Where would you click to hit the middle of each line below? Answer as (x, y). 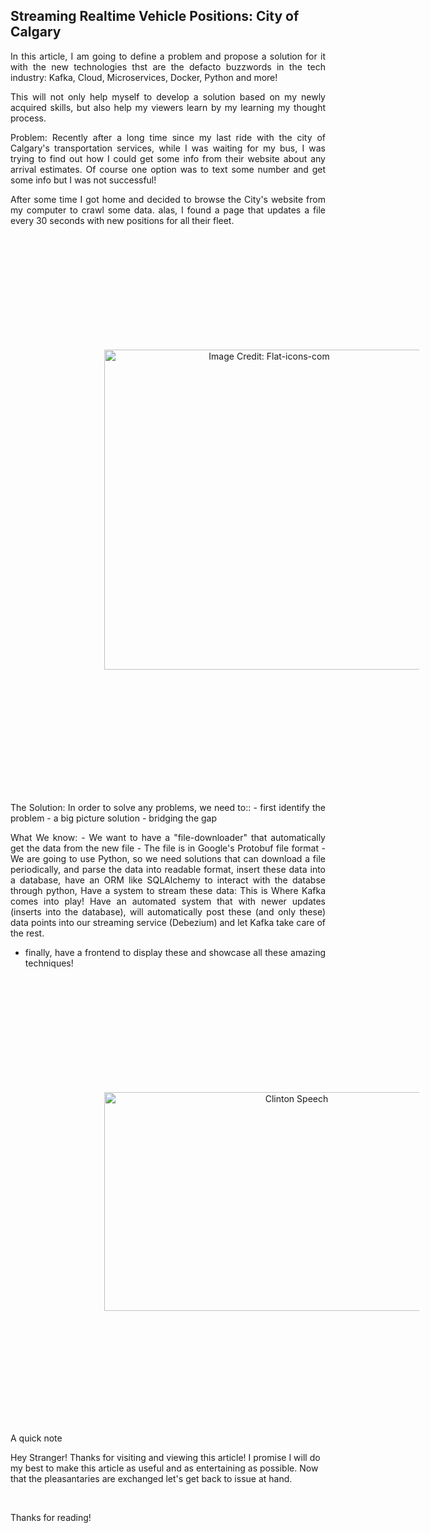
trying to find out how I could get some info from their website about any (168, 158)
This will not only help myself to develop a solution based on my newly (168, 96)
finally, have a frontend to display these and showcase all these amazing (175, 952)
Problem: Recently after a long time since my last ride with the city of (168, 137)
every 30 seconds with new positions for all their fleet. (122, 220)
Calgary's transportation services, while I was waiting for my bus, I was (168, 148)
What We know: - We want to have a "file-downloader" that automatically (168, 837)
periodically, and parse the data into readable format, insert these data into (168, 869)
